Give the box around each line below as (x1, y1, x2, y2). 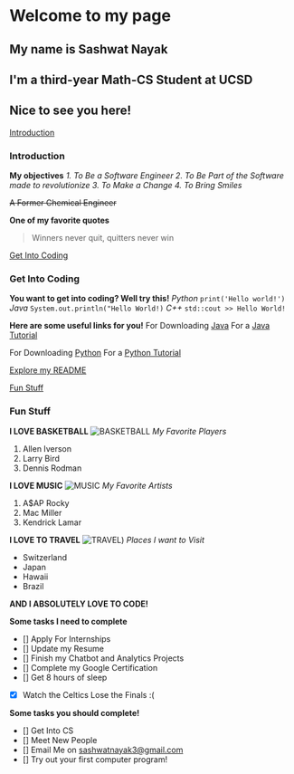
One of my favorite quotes (9, 215, 110, 226)
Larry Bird (22, 453, 61, 463)
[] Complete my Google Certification (22, 662, 158, 673)
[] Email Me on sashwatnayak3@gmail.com (22, 744, 184, 755)
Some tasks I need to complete (9, 616, 128, 626)
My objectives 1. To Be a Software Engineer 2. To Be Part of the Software (9, 170, 285, 181)
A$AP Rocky (22, 497, 70, 508)
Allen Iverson (22, 443, 72, 454)
